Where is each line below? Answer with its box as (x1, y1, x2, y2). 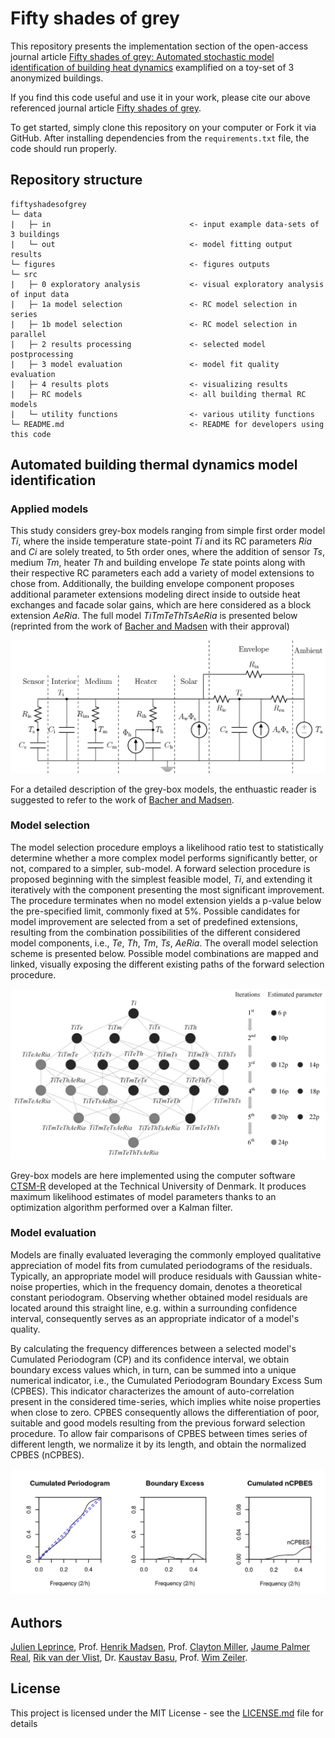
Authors (10, 1614, 63, 1631)
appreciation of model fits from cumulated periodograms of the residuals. (10, 1259, 313, 1271)
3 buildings (10, 229, 60, 239)
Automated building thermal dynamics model (10, 457, 298, 474)
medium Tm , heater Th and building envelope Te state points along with (10, 557, 306, 569)
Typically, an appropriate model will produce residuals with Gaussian (10, 1270, 293, 1282)
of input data (10, 289, 70, 299)
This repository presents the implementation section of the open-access (10, 40, 309, 52)
